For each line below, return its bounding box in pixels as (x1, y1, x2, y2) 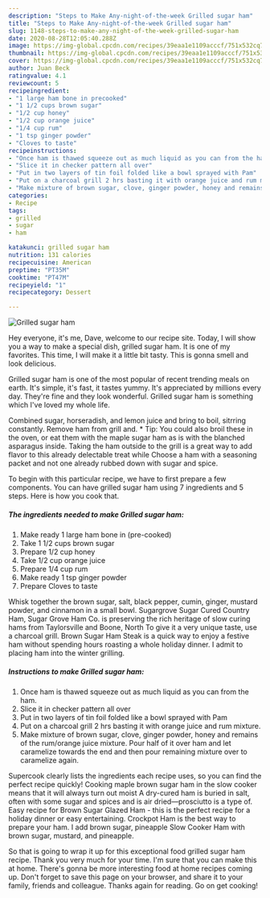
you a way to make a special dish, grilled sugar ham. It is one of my (8, 341, 231, 351)
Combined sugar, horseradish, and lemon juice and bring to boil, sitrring (8, 416, 247, 425)
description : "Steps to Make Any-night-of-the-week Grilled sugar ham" (8, 11, 253, 20)
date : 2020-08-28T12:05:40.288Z (8, 34, 117, 43)
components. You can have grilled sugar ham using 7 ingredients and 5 (8, 482, 243, 492)
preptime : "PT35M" (8, 266, 70, 274)
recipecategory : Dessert (8, 288, 92, 296)
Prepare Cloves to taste (19, 581, 98, 591)
